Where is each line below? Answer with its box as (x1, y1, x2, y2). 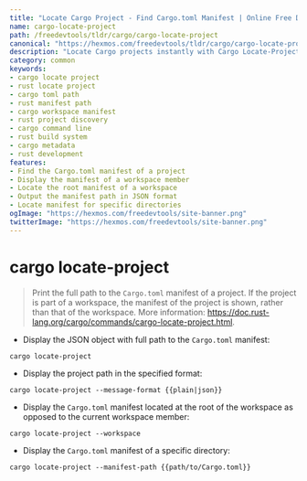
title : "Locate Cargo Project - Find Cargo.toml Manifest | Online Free (9, 13, 292, 23)
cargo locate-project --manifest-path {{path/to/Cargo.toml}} (9, 463, 251, 472)
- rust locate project (9, 81, 96, 91)
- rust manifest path (9, 98, 92, 108)
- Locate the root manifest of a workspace (9, 184, 178, 193)
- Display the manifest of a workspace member (9, 175, 190, 184)
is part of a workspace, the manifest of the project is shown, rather (31, 296, 284, 307)
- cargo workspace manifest (9, 107, 117, 116)
